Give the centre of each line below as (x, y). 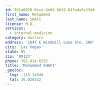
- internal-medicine (31, 33)
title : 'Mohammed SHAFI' (31, 65)
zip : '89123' (19, 56)
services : (15, 28)
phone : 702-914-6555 (27, 61)
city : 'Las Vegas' (24, 47)
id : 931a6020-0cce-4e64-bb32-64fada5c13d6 (50, 10)
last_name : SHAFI (23, 19)
